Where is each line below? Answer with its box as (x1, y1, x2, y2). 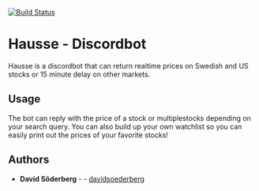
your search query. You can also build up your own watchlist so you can (8, 122, 242, 131)
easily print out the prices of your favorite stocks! (8, 130, 168, 140)
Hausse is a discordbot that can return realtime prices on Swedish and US (8, 61, 249, 70)
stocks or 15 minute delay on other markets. (8, 69, 151, 79)
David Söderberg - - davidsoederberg (19, 174, 145, 183)
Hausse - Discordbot (8, 36, 147, 53)
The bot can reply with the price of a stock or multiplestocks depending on (8, 113, 251, 122)
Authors (8, 153, 50, 167)
